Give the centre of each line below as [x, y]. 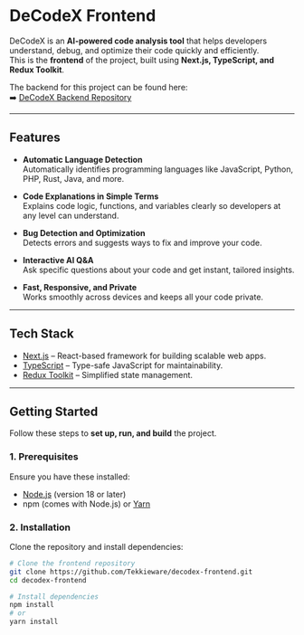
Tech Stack [42, 334]
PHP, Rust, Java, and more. [73, 178]
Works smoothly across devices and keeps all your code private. [143, 297]
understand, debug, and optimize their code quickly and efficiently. [134, 50]
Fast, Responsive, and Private [80, 287]
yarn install [34, 622]
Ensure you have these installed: [70, 477]
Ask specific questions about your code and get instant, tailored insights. [158, 270]
